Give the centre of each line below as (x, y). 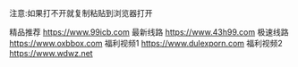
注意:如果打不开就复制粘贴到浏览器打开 (81, 13)
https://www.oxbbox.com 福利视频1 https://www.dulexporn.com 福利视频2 (146, 43)
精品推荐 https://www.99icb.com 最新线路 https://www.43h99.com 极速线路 (149, 32)
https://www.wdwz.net (51, 53)
